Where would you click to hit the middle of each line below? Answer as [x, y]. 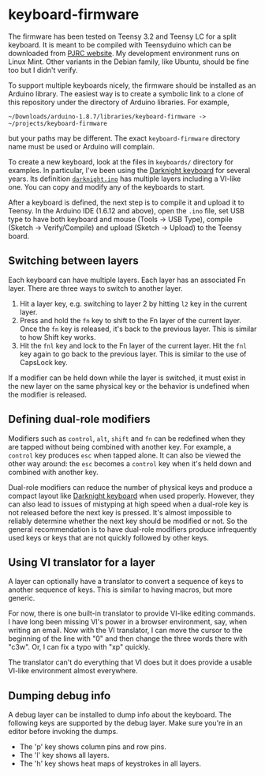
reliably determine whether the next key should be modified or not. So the [128, 521]
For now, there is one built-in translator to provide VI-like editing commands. [132, 613]
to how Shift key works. [58, 337]
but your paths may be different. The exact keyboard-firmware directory [124, 138]
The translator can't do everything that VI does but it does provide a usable [130, 662]
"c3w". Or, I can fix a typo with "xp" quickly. [79, 647]
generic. [22, 598]
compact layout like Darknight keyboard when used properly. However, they [131, 495]
